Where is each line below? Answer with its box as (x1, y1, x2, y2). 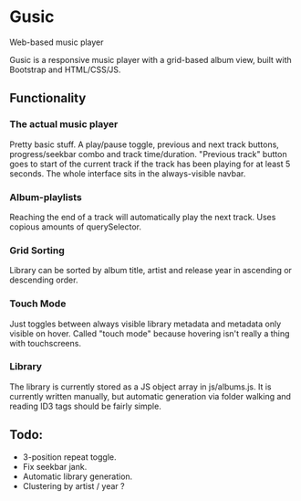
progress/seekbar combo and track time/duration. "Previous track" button (9, 148, 287, 159)
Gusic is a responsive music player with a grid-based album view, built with (9, 54, 292, 65)
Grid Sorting (9, 244, 66, 257)
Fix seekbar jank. (22, 461, 88, 472)
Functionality (9, 91, 87, 106)
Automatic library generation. (22, 471, 133, 482)
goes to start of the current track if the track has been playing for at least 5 (9, 158, 291, 169)
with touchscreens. (9, 337, 82, 348)
